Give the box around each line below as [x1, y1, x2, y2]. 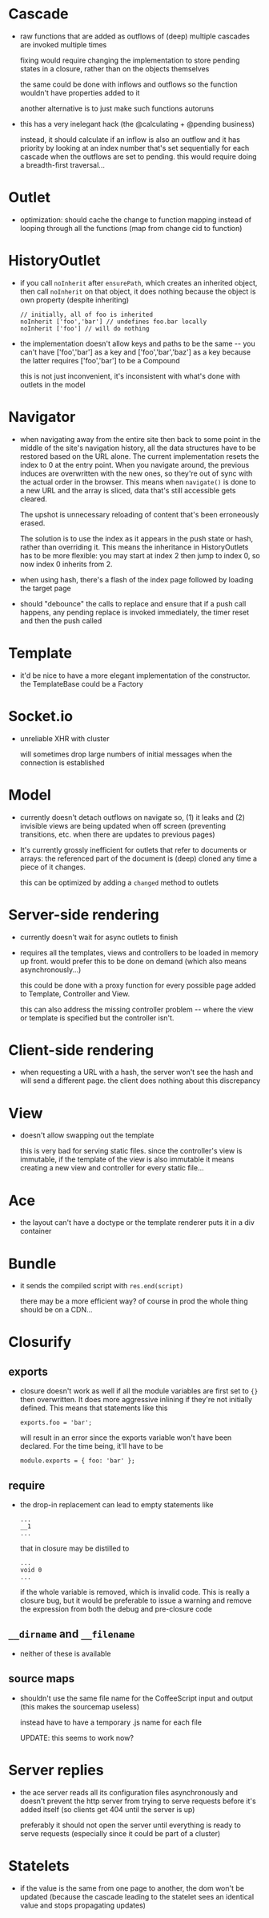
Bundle [8, 1255, 57, 1272]
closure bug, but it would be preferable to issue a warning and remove [19, 1596, 252, 1605]
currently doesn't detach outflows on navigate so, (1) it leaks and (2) [19, 812, 246, 822]
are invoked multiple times [19, 39, 107, 49]
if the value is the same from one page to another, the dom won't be [19, 1883, 244, 1893]
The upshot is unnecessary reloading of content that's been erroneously [19, 509, 259, 519]
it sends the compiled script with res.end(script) [19, 1281, 184, 1291]
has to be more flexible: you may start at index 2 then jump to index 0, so [19, 550, 260, 560]
